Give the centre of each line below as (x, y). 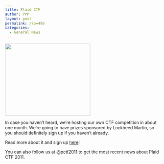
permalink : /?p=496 (25, 23)
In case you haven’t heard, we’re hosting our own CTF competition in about (81, 122)
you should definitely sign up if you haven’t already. (57, 133)
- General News (25, 32)
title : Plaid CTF (23, 10)
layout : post (18, 19)
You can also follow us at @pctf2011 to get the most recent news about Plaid (82, 152)
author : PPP (17, 14)
